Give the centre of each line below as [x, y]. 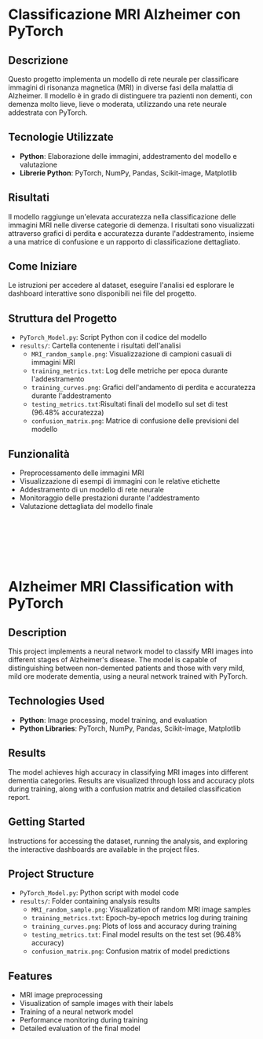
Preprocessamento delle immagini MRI [82, 473]
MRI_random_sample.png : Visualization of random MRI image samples [141, 909]
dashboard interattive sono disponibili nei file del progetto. [102, 293]
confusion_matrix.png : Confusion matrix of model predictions [130, 951]
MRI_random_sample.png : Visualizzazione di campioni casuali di [131, 354]
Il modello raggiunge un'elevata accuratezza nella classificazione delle [122, 216]
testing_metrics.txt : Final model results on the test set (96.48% [136, 934]
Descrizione [38, 60]
